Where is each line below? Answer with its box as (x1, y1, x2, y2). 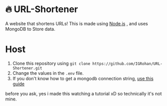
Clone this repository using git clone (12, 60, 91, 66)
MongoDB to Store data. (5, 26, 55, 32)
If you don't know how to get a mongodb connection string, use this (12, 75, 154, 81)
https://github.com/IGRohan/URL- (92, 61, 163, 66)
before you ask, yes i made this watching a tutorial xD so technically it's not (5, 90, 162, 96)
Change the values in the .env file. (12, 70, 84, 76)
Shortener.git (12, 66, 42, 71)
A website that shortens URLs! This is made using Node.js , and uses (5, 20, 148, 26)
